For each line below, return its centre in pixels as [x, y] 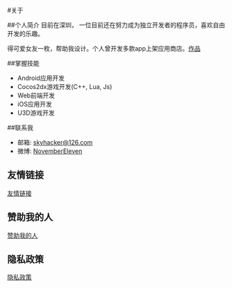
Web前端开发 [36, 95]
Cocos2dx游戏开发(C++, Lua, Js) [65, 87]
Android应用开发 [41, 78]
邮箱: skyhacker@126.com [55, 142]
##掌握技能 [23, 63]
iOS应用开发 [34, 104]
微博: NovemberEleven [50, 151]
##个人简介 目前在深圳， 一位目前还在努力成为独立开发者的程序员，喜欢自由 [116, 25]
